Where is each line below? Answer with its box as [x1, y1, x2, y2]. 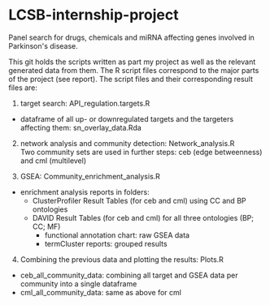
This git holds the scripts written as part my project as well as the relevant [8, 57, 256, 67]
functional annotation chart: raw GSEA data [44, 230, 189, 240]
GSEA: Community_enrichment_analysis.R [20, 171, 161, 181]
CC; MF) [32, 221, 61, 231]
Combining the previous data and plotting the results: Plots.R [20, 254, 224, 264]
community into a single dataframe [20, 278, 137, 289]
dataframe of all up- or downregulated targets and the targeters [20, 114, 234, 123]
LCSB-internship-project [8, 6, 179, 24]
